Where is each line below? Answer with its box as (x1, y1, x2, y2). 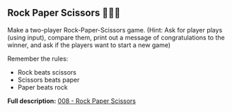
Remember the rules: (7, 54, 69, 63)
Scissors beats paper (17, 75, 80, 84)
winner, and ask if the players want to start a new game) (7, 40, 171, 49)
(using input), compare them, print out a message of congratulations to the (7, 33, 225, 42)
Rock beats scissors (17, 68, 76, 76)
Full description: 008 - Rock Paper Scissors (7, 97, 137, 105)
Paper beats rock (17, 82, 69, 92)
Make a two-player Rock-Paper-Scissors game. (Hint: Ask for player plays (7, 25, 223, 34)
